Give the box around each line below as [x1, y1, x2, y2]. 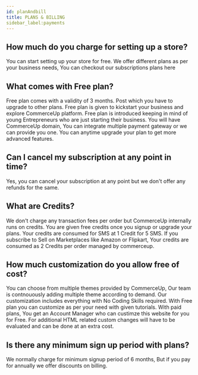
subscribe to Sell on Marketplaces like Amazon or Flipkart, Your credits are [6, 236, 189, 243]
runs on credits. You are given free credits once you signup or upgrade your [6, 223, 192, 230]
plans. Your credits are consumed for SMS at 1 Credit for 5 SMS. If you [6, 230, 178, 237]
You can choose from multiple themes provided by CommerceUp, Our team [6, 284, 191, 292]
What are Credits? [6, 201, 75, 212]
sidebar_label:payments [6, 20, 65, 26]
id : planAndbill [6, 8, 46, 15]
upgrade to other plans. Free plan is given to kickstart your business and [6, 104, 184, 110]
